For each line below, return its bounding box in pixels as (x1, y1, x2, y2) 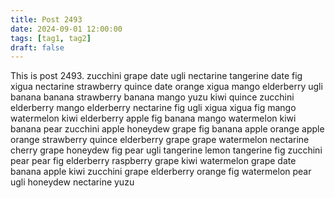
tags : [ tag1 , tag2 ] (10, 33, 92, 43)
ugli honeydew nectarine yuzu (10, 176, 135, 188)
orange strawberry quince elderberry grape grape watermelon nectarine (10, 134, 310, 146)
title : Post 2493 (10, 14, 83, 25)
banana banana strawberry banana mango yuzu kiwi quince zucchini (10, 91, 295, 103)
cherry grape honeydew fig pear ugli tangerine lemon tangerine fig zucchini (10, 144, 323, 156)
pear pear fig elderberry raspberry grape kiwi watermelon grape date (10, 155, 297, 167)
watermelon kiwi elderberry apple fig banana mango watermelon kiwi (10, 112, 297, 125)
